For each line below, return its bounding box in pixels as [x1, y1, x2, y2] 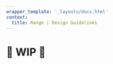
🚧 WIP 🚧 [6, 45, 46, 59]
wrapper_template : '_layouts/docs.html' [6, 8, 109, 15]
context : [6, 14, 28, 20]
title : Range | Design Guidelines [11, 20, 97, 25]
